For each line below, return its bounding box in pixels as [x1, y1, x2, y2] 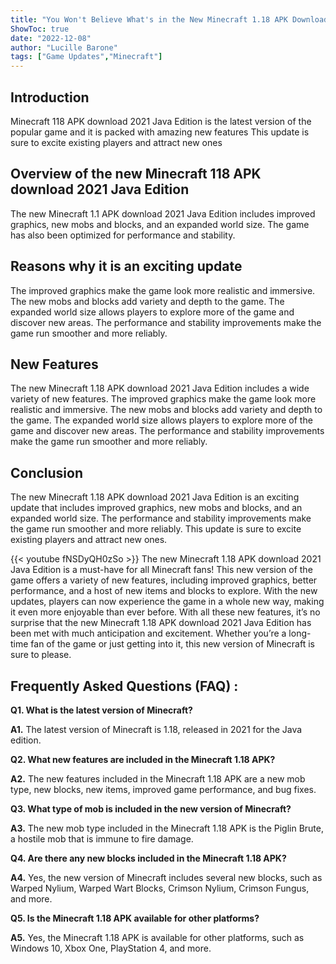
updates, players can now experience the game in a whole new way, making [10, 596, 325, 608]
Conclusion [10, 464, 84, 481]
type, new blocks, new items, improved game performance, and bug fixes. [10, 784, 317, 795]
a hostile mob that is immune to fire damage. [10, 833, 194, 845]
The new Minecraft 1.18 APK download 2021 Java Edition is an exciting [10, 491, 300, 503]
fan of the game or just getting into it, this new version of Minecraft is [30, 638, 315, 650]
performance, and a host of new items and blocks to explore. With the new [10, 585, 318, 597]
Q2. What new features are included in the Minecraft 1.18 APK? [10, 754, 276, 765]
